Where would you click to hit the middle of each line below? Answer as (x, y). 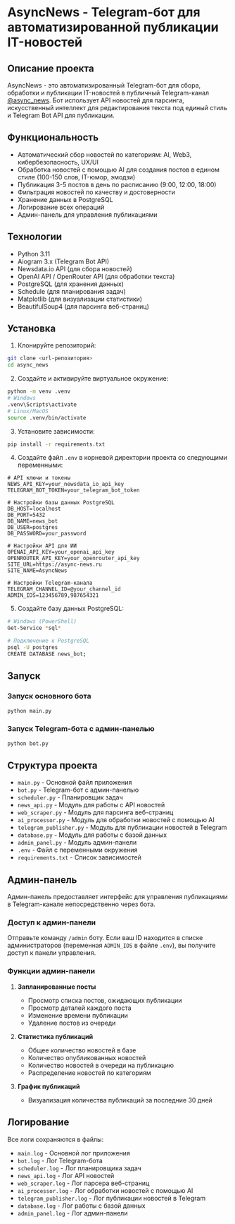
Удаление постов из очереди (72, 1023)
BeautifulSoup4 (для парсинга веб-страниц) (83, 306)
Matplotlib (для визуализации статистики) (80, 299)
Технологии (34, 237)
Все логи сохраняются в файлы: (56, 1139)
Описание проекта (51, 68)
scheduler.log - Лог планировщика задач (80, 1168)
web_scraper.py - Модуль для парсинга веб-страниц (95, 812)
